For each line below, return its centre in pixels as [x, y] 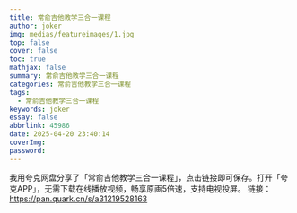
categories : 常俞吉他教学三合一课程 [70, 84]
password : [28, 150]
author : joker [36, 26]
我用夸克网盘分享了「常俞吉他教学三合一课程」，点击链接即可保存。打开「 [145, 177]
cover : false [34, 51]
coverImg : [28, 142]
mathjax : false [38, 68]
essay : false [34, 117]
